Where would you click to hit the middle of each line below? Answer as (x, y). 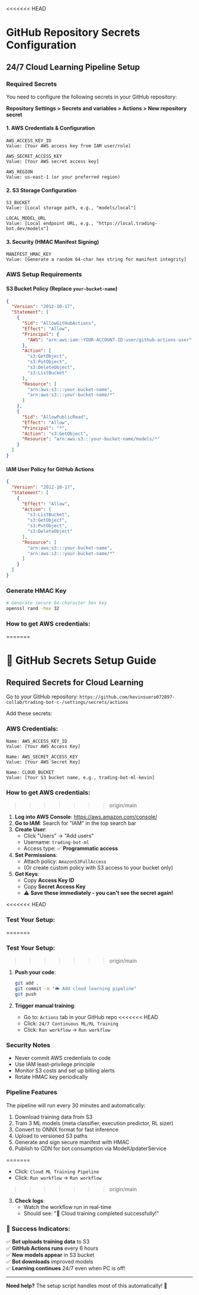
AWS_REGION (20, 172)
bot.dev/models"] (28, 229)
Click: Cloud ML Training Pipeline (57, 1171)
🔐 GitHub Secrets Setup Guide (81, 661)
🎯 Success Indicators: (38, 1229)
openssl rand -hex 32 (33, 609)
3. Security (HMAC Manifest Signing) (53, 242)
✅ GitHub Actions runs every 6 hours (52, 1248)
